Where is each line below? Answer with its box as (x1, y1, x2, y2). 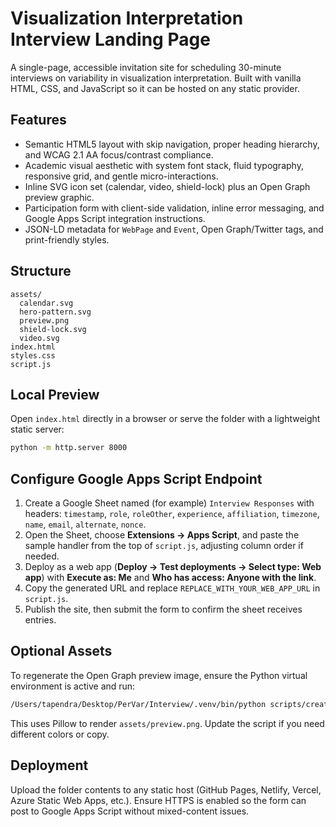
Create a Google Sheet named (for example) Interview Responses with (24, 497, 315, 509)
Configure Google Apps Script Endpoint (10, 470, 263, 487)
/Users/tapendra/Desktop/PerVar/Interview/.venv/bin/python (10, 699, 267, 709)
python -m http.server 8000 (10, 443, 128, 453)
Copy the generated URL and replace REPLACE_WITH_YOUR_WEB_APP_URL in (24, 582, 321, 594)
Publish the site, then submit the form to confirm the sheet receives (24, 603, 303, 616)
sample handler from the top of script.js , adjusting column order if (24, 540, 304, 552)
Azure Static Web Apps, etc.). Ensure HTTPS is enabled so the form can (10, 794, 307, 806)
